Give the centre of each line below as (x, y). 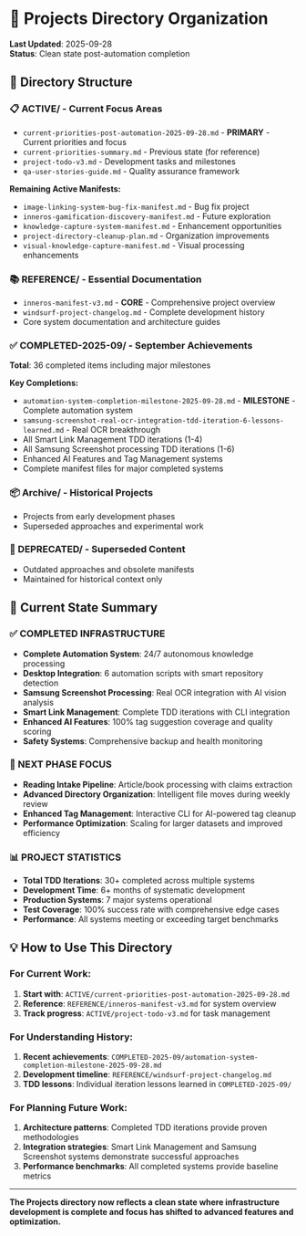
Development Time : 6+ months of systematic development (134, 890)
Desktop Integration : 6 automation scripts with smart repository (143, 673)
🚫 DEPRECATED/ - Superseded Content (97, 550)
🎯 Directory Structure (71, 83)
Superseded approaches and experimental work (113, 526)
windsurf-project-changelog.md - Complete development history (144, 312)
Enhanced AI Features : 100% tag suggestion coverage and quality (148, 721)
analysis (38, 702)
